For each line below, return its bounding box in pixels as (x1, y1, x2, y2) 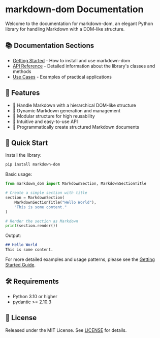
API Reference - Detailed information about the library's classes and (12, 63, 155, 69)
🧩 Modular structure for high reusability (12, 113, 95, 119)
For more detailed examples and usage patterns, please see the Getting (5, 256, 155, 262)
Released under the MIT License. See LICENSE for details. (5, 327, 127, 333)
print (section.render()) (5, 223, 58, 228)
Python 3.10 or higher (12, 293, 57, 299)
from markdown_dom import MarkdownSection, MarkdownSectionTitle (5, 181, 146, 186)
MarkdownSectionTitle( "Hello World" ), (14, 200, 97, 205)
